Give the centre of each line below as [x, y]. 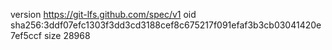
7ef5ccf [26, 35]
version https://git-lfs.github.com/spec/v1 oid [103, 14]
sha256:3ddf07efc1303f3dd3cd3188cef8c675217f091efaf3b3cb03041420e [166, 25]
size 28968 [67, 35]
